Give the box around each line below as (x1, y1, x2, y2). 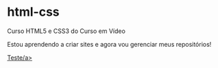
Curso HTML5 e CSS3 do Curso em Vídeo (7, 27, 125, 35)
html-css (7, 4, 60, 20)
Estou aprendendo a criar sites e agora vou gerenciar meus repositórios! (7, 40, 212, 48)
